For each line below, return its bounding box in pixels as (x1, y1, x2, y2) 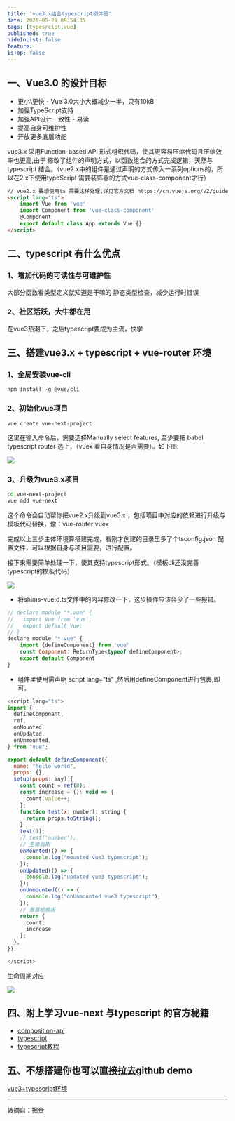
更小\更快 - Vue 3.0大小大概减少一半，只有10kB (17, 97, 155, 105)
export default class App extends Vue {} (20, 220, 142, 227)
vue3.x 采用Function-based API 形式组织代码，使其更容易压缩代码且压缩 (7, 147, 216, 155)
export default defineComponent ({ (7, 756, 108, 763)
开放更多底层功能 (17, 132, 67, 140)
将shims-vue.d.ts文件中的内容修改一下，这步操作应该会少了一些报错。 (17, 595, 220, 604)
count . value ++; (25, 795, 71, 802)
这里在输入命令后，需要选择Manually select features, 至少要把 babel (7, 433, 204, 442)
